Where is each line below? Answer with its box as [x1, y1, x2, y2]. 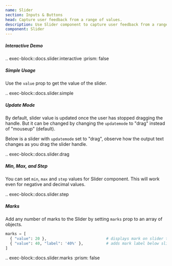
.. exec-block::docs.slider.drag [5, 151, 70, 157]
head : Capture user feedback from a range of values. [5, 17, 123, 22]
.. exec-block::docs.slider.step [5, 191, 69, 197]
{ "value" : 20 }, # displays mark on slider [10, 236, 164, 241]
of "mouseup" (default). [5, 126, 55, 132]
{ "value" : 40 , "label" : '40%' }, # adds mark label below [10, 241, 159, 246]
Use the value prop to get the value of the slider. [5, 80, 107, 86]
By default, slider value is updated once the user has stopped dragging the [5, 115, 163, 121]
